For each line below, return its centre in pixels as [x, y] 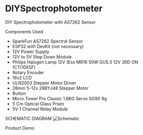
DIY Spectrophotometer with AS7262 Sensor [51, 22]
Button [19, 93]
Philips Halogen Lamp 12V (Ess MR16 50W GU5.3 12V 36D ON [75, 62]
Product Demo [20, 128]
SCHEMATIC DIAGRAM [28, 118]
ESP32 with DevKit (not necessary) [48, 46]
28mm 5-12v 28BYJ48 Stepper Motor [50, 88]
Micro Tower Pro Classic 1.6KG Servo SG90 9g [59, 98]
